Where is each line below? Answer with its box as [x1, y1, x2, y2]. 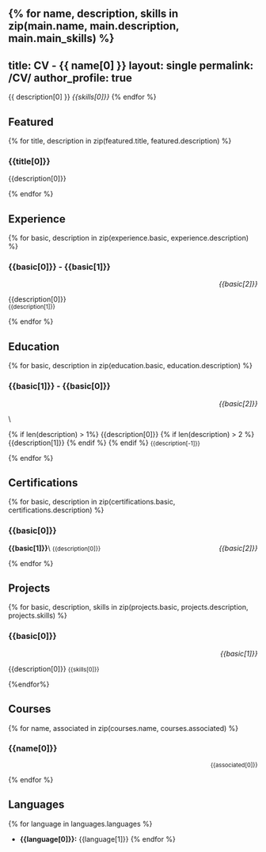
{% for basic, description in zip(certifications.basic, [8, 497, 176, 507]
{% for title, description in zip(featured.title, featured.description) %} [8, 136, 232, 146]
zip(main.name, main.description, [8, 20, 180, 33]
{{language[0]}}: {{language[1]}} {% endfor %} [19, 834, 176, 843]
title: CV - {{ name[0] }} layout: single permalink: [8, 59, 254, 72]
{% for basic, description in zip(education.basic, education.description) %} [8, 361, 253, 371]
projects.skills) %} [8, 610, 67, 621]
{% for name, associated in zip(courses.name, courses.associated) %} [8, 723, 239, 732]
